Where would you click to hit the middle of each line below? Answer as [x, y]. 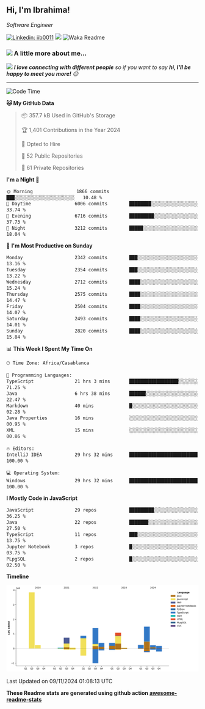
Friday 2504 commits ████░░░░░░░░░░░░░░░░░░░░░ [102, 307]
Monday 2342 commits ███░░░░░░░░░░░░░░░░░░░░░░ [102, 258]
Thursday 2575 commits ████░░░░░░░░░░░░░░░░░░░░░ [102, 295]
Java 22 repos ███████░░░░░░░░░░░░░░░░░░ [102, 523]
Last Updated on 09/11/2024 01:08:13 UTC [59, 681]
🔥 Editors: [20, 449]
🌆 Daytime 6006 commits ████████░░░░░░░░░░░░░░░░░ [102, 204]
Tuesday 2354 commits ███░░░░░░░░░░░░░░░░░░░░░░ [102, 270]
